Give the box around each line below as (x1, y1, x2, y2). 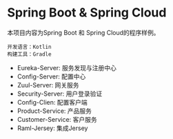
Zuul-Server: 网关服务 (17, 81, 79, 89)
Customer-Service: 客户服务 (17, 115, 98, 123)
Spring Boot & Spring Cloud (7, 5, 167, 21)
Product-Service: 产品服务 (17, 107, 92, 115)
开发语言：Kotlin (7, 43, 52, 50)
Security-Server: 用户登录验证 (17, 89, 103, 98)
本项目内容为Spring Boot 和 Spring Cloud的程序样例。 (7, 28, 160, 36)
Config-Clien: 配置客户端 (17, 98, 88, 106)
